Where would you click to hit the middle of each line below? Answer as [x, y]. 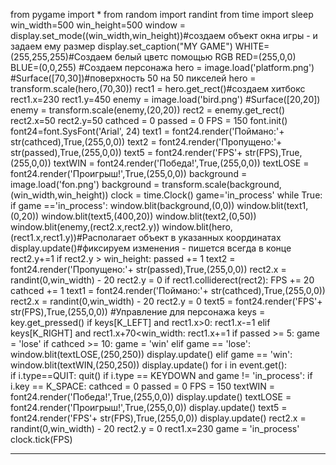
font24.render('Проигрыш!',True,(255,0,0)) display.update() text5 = [149, 407]
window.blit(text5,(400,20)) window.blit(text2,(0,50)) [149, 216]
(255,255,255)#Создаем [61, 57]
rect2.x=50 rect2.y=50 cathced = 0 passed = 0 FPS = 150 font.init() [149, 120]
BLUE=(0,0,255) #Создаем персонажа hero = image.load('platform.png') [162, 67]
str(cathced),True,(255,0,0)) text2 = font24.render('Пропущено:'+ [146, 142]
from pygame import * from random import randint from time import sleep [162, 14]
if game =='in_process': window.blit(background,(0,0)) [122, 205]
